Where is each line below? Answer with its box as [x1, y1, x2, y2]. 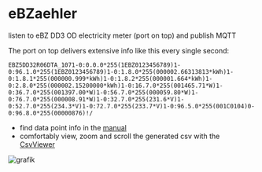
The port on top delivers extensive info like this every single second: [8, 46, 230, 55]
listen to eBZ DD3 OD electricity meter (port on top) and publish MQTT [8, 31, 237, 40]
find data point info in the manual [19, 123, 127, 132]
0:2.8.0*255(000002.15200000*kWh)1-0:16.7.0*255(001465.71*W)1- [8, 82, 223, 90]
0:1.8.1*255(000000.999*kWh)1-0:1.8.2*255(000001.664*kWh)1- [8, 75, 213, 82]
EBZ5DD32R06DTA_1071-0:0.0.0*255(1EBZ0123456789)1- [8, 60, 181, 69]
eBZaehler [8, 5, 77, 23]
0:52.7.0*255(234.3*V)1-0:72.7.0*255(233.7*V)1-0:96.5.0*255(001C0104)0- [8, 102, 256, 110]
